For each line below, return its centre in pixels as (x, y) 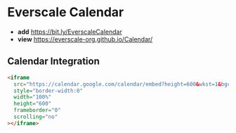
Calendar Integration (53, 62)
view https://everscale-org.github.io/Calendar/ (85, 39)
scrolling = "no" (36, 117)
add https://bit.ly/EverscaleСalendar (70, 32)
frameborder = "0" (37, 110)
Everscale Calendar (66, 12)
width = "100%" (33, 97)
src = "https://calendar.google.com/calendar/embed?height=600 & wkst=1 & (117, 84)
